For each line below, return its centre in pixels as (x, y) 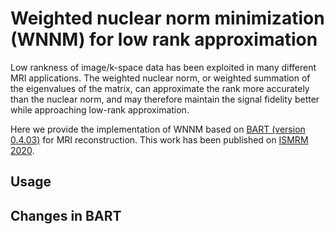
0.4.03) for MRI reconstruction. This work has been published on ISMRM (159, 139)
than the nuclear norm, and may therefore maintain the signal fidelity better (165, 99)
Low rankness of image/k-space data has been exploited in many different (163, 67)
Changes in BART (66, 215)
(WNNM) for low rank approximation (164, 39)
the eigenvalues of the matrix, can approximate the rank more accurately (160, 88)
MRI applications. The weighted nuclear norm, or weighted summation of (160, 78)
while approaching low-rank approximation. (100, 109)
